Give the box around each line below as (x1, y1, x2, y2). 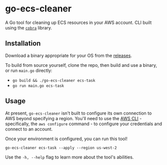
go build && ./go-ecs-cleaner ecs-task (12, 78, 96, 83)
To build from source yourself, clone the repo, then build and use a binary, (5, 62, 157, 68)
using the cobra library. (5, 24, 52, 30)
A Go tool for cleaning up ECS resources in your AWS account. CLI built (5, 19, 152, 25)
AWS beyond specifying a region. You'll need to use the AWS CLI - (5, 115, 142, 121)
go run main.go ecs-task (12, 83, 64, 88)
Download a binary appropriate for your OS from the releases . (5, 52, 132, 58)
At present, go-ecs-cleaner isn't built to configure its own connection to (5, 110, 152, 116)
